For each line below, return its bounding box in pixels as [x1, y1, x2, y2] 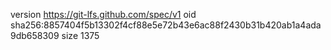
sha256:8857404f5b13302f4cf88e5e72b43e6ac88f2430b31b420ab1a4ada [10, 19, 322, 31]
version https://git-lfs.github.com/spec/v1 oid [10, 9, 197, 20]
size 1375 [61, 30, 100, 41]
